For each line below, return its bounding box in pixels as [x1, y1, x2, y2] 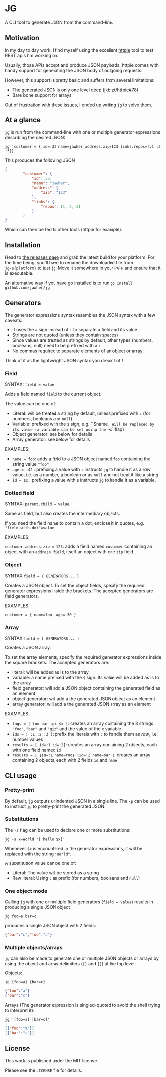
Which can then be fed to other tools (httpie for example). [5, 227, 123, 233]
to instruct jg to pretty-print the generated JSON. [5, 803, 106, 809]
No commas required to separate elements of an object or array [12, 348, 143, 354]
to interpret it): [5, 1007, 35, 1013]
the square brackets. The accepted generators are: [5, 659, 110, 665]
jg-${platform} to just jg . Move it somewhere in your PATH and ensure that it [5, 265, 161, 271]
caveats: [5, 317, 23, 323]
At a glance [5, 116, 41, 124]
